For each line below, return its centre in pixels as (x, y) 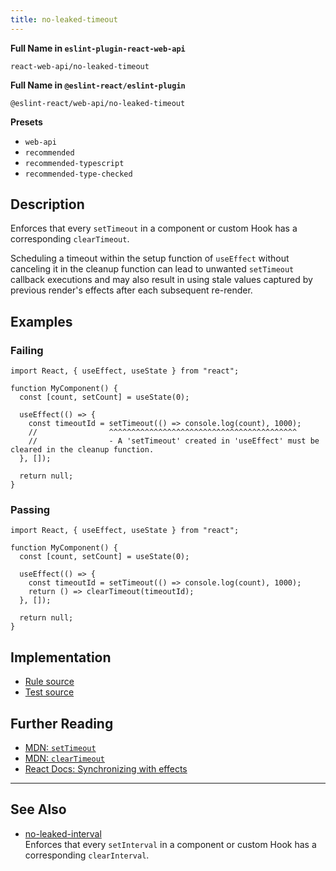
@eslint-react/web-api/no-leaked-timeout (98, 103)
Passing (30, 510)
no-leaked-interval (63, 833)
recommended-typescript (74, 163)
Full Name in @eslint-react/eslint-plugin (98, 85)
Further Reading (62, 723)
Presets (26, 122)
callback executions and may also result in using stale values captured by (161, 280)
